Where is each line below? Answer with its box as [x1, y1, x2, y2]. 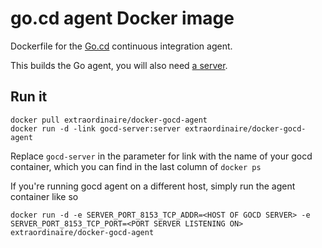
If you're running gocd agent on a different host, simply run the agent [10, 180, 296, 192]
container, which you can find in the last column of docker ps [10, 160, 262, 172]
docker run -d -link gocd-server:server [10, 123, 182, 134]
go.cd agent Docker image [10, 7, 235, 30]
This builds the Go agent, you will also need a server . [10, 59, 228, 71]
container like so [10, 190, 79, 202]
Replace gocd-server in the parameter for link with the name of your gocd [10, 150, 313, 162]
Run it [10, 88, 48, 106]
